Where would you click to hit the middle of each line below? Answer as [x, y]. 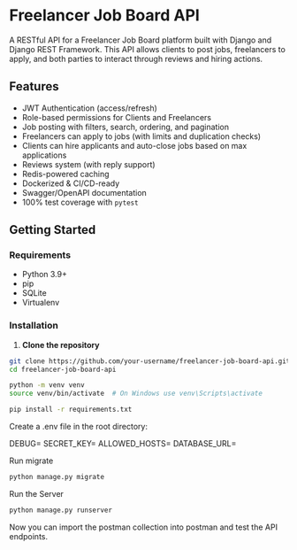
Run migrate [31, 461]
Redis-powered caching [65, 174]
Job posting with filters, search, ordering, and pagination [126, 127]
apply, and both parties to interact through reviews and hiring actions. [136, 58]
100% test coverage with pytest [80, 202]
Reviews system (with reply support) [89, 164]
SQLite [34, 293]
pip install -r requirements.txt [71, 410]
